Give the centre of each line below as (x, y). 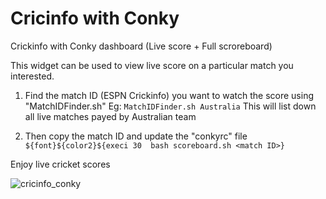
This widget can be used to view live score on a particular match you (152, 65)
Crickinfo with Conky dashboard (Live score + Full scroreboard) (141, 46)
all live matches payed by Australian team (110, 116)
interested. (32, 76)
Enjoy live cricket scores (60, 164)
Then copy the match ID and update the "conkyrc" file (136, 136)
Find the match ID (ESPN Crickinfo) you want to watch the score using (169, 95)
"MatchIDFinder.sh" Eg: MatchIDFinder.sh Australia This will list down (170, 106)
